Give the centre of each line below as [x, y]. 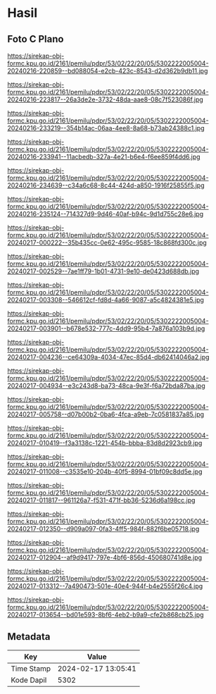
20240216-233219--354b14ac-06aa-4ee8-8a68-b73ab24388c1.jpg [106, 128]
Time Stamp [31, 669]
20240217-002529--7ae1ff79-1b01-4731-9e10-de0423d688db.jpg [103, 271]
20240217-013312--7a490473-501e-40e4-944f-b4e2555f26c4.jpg [105, 586]
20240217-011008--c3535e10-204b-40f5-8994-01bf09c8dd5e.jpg [105, 471]
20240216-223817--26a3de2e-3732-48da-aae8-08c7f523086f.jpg [106, 99]
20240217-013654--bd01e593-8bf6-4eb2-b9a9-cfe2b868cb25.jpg [106, 615]
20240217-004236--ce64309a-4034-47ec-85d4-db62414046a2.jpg [108, 357]
